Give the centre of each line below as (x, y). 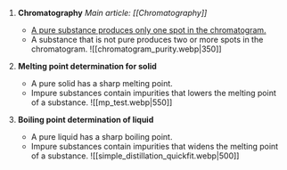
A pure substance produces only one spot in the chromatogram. (148, 30)
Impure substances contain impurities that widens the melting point (155, 146)
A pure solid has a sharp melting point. (102, 83)
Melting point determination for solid (87, 66)
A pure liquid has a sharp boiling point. (102, 137)
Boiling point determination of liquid (86, 120)
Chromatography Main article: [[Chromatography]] (112, 13)
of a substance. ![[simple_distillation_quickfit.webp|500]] (135, 156)
